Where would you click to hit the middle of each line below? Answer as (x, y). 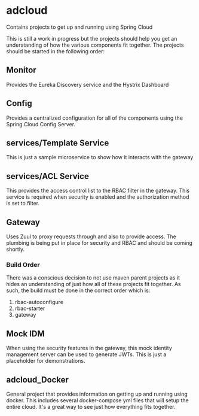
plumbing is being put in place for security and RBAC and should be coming (99, 243)
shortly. (16, 249)
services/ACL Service (48, 176)
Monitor (22, 70)
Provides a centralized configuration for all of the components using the (95, 118)
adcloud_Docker (37, 380)
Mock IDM (25, 334)
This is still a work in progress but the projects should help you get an (92, 38)
